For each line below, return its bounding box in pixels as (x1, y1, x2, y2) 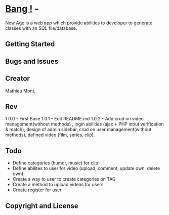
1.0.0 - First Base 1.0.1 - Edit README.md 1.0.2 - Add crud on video (5, 116, 144, 122)
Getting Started (5, 40, 55, 49)
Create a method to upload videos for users (12, 182, 104, 188)
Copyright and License (5, 201, 78, 210)
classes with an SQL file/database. (5, 25, 77, 31)
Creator (5, 74, 30, 83)
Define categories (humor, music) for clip (12, 160, 99, 166)
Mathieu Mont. (5, 88, 36, 94)
